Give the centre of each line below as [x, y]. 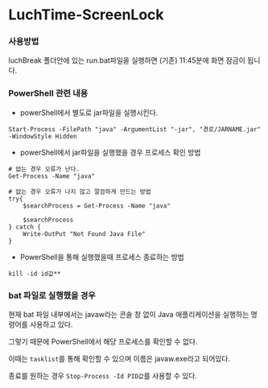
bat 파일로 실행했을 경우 [52, 295]
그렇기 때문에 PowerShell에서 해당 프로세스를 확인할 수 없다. [103, 342]
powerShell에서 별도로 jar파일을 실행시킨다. [89, 112]
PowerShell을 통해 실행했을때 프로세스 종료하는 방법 [102, 257]
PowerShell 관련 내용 [48, 93]
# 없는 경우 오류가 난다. [44, 169]
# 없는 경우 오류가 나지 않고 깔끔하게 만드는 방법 [80, 192]
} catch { [25, 227]
